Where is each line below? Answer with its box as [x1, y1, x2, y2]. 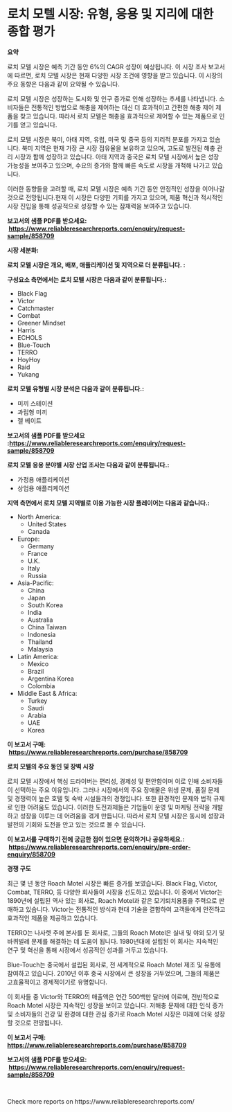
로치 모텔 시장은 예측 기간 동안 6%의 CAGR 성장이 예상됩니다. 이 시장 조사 [7, 62, 207, 71]
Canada [27, 527, 51, 535]
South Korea [27, 600, 64, 609]
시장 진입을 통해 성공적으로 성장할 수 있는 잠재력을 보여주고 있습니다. [7, 201, 192, 210]
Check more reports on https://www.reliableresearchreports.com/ [7, 1097, 195, 1105]
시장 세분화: [7, 246, 39, 254]
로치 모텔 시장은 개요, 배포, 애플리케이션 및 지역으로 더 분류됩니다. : [7, 260, 186, 269]
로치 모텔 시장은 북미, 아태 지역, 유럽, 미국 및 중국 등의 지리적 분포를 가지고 [7, 135, 208, 143]
